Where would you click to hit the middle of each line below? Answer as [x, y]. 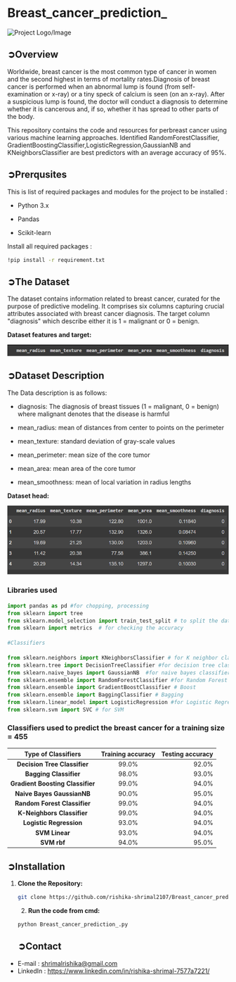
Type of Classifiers [53, 754]
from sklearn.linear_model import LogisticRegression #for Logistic [110, 703]
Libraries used [32, 591]
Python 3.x [33, 205]
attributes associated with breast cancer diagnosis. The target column [109, 314]
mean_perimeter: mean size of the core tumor [84, 455]
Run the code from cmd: [64, 911]
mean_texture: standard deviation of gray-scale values [96, 441]
